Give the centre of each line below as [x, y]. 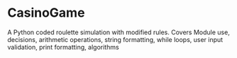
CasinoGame [46, 13]
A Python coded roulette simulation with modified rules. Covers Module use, [119, 32]
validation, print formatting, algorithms [63, 47]
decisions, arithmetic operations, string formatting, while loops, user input [115, 39]
